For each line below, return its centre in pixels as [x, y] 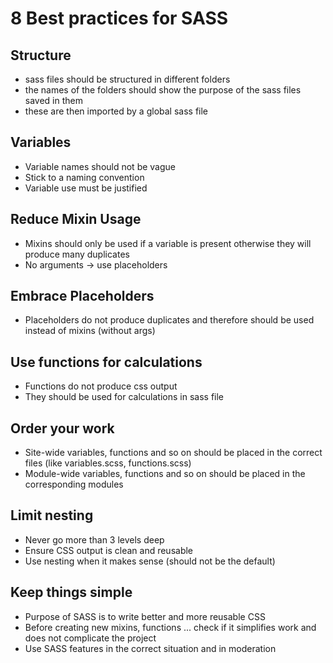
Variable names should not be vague [100, 166]
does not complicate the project [90, 638]
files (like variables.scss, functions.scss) [108, 463]
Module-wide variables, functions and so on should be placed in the [165, 474]
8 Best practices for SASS [119, 18]
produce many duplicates [77, 254]
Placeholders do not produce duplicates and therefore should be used [169, 320]
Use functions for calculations [106, 362]
